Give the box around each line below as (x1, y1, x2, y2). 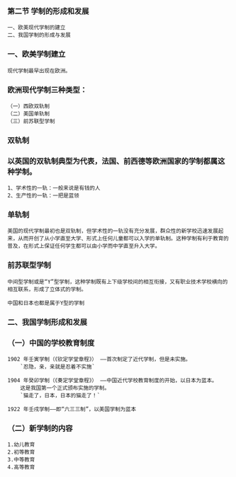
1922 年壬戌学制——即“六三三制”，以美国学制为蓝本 (7, 406, 137, 413)
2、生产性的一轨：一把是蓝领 (7, 192, 79, 200)
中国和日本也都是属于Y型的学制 (7, 299, 85, 306)
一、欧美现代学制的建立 (7, 24, 66, 31)
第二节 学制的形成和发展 (7, 6, 89, 16)
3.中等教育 (7, 456, 35, 464)
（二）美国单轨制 (7, 110, 50, 117)
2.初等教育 (7, 449, 35, 456)
